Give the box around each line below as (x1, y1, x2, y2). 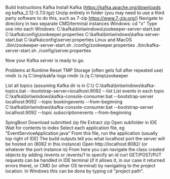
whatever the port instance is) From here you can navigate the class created (5, 146, 165, 152)
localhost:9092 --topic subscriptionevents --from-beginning (5, 109, 132, 115)
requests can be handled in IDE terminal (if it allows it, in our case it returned (5, 157, 165, 163)
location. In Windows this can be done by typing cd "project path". (5, 168, 144, 174)
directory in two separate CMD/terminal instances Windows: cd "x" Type (5, 20, 157, 26)
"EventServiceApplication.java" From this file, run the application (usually (5, 130, 158, 136)
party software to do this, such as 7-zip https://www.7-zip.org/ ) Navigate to (5, 15, 163, 21)
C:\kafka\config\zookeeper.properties (5, 32, 84, 37)
